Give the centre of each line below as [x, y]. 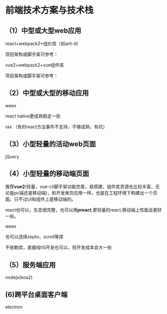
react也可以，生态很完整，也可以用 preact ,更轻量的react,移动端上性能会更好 [83, 210]
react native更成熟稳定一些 [33, 116]
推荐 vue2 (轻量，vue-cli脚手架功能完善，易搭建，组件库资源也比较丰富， [80, 186]
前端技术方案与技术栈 [50, 10]
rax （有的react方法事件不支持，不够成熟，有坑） [56, 127]
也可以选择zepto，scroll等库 [34, 237]
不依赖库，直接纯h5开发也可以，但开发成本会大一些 [59, 247]
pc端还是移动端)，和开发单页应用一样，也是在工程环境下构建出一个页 [86, 193]
